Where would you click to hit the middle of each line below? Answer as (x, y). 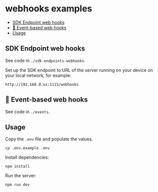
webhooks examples (49, 9)
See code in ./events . (28, 112)
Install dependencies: (27, 157)
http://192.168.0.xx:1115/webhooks (42, 84)
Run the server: (21, 176)
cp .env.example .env (28, 148)
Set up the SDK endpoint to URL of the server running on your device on (79, 70)
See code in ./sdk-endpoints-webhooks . (45, 61)
